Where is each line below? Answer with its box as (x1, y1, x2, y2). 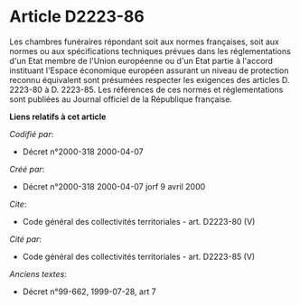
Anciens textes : (9, 268, 68, 279)
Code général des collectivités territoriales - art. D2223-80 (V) (22, 216, 256, 227)
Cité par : (9, 233, 42, 245)
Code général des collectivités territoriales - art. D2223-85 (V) (22, 251, 256, 262)
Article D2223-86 (9, 6, 145, 27)
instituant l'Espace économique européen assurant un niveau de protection (9, 65, 289, 76)
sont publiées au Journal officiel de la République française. (9, 93, 233, 105)
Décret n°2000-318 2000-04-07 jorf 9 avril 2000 (22, 181, 206, 191)
